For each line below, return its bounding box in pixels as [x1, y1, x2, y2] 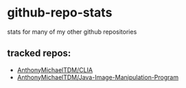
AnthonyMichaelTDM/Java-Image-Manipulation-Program [16, 73, 179, 81]
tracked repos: [7, 47, 71, 59]
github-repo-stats [7, 5, 113, 21]
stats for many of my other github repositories [7, 27, 137, 36]
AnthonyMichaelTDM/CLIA [16, 65, 93, 74]
